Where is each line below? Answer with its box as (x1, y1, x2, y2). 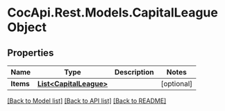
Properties (7, 47, 54, 59)
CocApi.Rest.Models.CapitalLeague (7, 5, 219, 21)
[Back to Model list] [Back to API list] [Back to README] (7, 97, 167, 105)
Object (7, 19, 47, 35)
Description (114, 68, 154, 77)
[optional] (160, 79, 193, 88)
